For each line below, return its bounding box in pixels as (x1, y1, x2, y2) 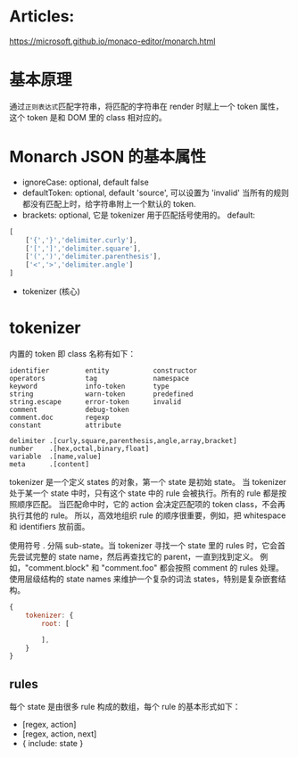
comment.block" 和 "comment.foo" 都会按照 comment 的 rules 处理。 (28, 563, 284, 572)
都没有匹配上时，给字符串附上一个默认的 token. (21, 198, 196, 209)
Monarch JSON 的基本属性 (9, 147, 207, 167)
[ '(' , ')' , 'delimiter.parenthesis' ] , (25, 252, 162, 261)
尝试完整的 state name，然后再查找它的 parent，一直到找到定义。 (16, 551, 259, 562)
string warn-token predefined (9, 390, 194, 399)
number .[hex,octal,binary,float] (9, 444, 150, 453)
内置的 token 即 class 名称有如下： (9, 349, 137, 358)
